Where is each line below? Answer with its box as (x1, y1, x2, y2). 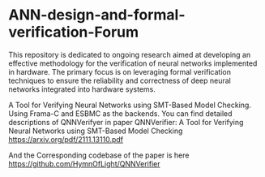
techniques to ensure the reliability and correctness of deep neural (8, 76, 231, 85)
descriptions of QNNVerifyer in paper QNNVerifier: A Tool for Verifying (8, 117, 244, 127)
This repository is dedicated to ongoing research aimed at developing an (8, 50, 251, 59)
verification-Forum (8, 23, 139, 41)
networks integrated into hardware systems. (8, 84, 156, 94)
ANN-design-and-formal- (8, 6, 186, 24)
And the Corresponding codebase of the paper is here (8, 150, 190, 160)
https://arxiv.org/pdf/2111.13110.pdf (8, 134, 124, 144)
